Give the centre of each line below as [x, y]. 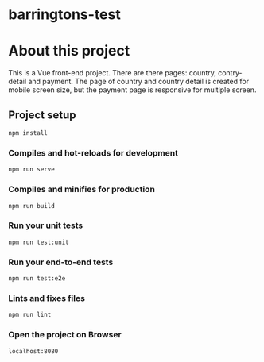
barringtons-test [64, 15]
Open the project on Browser [65, 335]
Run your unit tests [46, 225]
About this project [69, 51]
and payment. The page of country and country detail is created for [138, 82]
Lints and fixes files [47, 298]
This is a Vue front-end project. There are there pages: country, [113, 73]
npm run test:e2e [37, 279]
